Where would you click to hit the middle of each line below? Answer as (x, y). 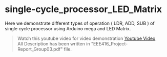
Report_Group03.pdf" (40, 49)
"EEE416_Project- (109, 43)
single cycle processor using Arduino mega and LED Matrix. (68, 28)
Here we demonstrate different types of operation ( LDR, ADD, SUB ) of (80, 23)
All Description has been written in (54, 43)
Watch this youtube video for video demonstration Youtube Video (86, 38)
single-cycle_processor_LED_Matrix (83, 9)
